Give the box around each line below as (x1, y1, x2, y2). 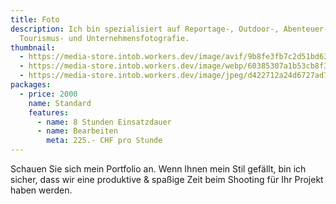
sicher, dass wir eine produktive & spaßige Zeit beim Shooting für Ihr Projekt (10, 174, 324, 185)
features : (28, 107, 70, 118)
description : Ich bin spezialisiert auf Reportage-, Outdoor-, (10, 24, 280, 34)
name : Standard (28, 98, 92, 108)
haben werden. (10, 184, 73, 196)
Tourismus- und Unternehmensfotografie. (19, 33, 190, 43)
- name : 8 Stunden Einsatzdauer (36, 117, 172, 127)
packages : (10, 80, 52, 90)
